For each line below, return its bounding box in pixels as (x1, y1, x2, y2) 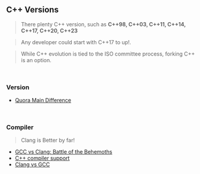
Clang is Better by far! (20, 137, 75, 144)
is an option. (20, 56, 52, 63)
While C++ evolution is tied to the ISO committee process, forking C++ (20, 50, 195, 57)
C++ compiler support (14, 155, 70, 162)
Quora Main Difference (14, 97, 72, 104)
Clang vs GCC (14, 161, 50, 168)
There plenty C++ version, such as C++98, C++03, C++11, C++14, (20, 20, 186, 28)
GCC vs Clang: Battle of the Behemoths (14, 148, 113, 155)
